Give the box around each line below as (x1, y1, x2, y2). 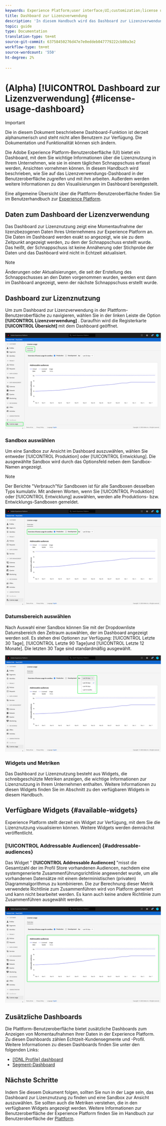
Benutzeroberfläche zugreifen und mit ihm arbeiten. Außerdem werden (5, 176, 150, 182)
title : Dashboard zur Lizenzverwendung (5, 13, 87, 18)
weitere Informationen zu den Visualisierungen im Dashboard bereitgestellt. (5, 181, 159, 187)
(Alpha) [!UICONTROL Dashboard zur (5, 82, 161, 94)
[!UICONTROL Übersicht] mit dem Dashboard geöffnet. (5, 323, 119, 329)
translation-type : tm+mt (5, 34, 56, 39)
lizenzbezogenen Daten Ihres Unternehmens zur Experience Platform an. (5, 229, 154, 235)
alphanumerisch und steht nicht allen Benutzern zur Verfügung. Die (5, 134, 142, 141)
